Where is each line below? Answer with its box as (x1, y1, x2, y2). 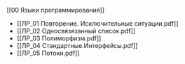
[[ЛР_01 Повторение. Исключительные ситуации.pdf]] (16, 19, 179, 27)
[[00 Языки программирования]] (6, 6, 105, 14)
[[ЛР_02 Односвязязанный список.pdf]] (16, 27, 136, 35)
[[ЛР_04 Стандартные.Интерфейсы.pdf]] (16, 42, 138, 49)
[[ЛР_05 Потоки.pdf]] (16, 49, 80, 57)
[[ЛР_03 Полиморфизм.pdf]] (16, 34, 102, 42)
